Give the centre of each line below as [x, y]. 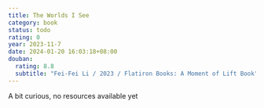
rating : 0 [24, 37]
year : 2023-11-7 [35, 45]
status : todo [29, 30]
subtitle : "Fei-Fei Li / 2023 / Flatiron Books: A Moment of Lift [126, 74]
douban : [21, 59]
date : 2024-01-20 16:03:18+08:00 [63, 52]
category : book [33, 23]
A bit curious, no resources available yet [73, 95]
